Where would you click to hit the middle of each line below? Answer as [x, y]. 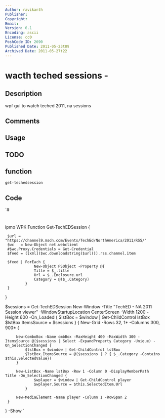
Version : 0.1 [19, 28]
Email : [12, 23]
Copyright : [16, 19]
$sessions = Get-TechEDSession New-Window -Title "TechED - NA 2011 [79, 307]
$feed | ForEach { [26, 262]
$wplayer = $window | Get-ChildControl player [83, 380]
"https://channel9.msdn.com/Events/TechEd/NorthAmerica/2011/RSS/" [76, 241]
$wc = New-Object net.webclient [43, 245]
